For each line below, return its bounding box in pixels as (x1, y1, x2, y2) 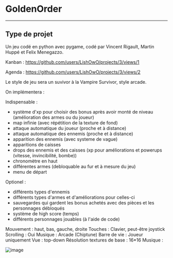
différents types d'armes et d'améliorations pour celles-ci (12, 194, 135, 200)
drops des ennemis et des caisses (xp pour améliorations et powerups (12, 147, 162, 153)
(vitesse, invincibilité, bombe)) (12, 152, 77, 158)
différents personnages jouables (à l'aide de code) (12, 216, 120, 222)
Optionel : (5, 178, 26, 185)
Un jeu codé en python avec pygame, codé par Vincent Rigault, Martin (5, 43, 154, 49)
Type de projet (5, 30, 53, 39)
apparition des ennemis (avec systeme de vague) (12, 136, 118, 142)
